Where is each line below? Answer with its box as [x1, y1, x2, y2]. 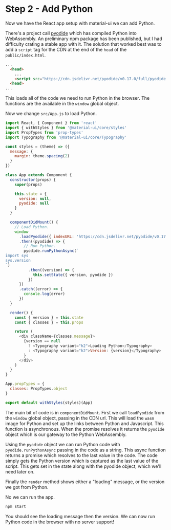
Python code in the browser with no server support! [5, 519, 114, 525]
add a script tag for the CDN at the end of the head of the [5, 46, 127, 52]
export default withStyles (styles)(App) [5, 400, 93, 405]
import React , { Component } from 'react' [5, 120, 97, 126]
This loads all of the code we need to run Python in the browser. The [5, 95, 150, 101]
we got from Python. [5, 484, 49, 490]
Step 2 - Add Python [5, 3, 93, 15]
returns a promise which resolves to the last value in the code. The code [5, 452, 158, 458]
